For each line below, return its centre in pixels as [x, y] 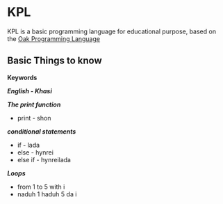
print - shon [34, 118]
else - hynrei [35, 152]
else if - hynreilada [44, 159]
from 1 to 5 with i [41, 187]
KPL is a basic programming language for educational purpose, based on [112, 31]
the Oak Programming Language [54, 38]
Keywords [22, 77]
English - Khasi [30, 91]
